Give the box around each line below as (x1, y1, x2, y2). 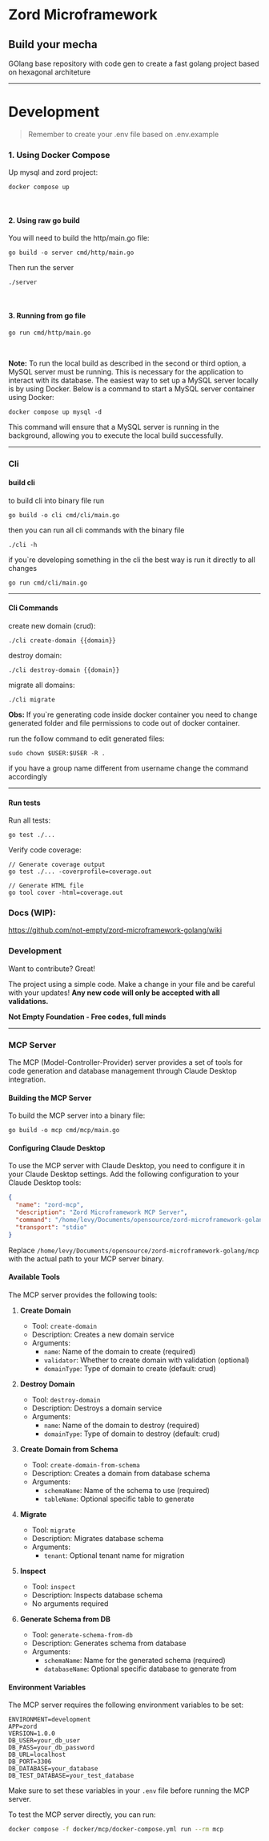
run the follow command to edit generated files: (8, 734, 166, 743)
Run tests (8, 798, 41, 807)
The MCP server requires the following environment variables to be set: (8, 1700, 244, 1709)
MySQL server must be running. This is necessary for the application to (8, 366, 244, 376)
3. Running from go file (8, 311, 86, 321)
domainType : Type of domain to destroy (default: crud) (43, 1429, 220, 1438)
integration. (8, 1074, 46, 1084)
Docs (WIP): (8, 908, 56, 919)
